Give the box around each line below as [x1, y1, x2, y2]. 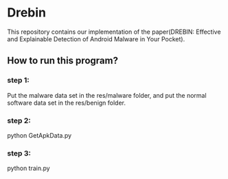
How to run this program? [7, 55, 119, 67]
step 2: [7, 116, 31, 125]
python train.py [7, 164, 50, 173]
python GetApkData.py [7, 131, 72, 139]
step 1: [7, 76, 30, 85]
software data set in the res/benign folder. [7, 98, 126, 107]
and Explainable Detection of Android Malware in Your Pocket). [7, 34, 185, 43]
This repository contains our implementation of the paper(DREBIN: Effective [7, 28, 221, 36]
